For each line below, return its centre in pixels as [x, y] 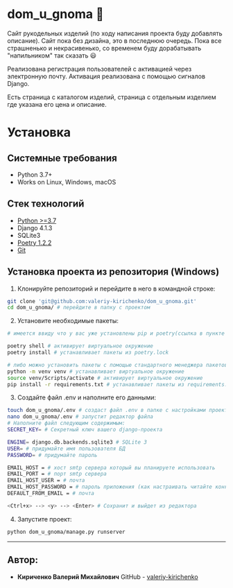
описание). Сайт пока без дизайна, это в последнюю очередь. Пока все [114, 40]
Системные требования [62, 158]
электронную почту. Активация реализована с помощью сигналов [106, 76]
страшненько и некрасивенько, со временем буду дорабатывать [104, 48]
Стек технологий [46, 204]
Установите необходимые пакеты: [68, 321]
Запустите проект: [44, 519]
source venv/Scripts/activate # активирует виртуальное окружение [105, 378]
